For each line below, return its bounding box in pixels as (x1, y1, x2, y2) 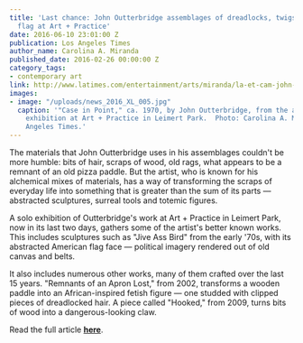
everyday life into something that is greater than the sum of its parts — (9, 186, 271, 196)
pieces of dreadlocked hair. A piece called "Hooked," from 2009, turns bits (9, 297, 287, 308)
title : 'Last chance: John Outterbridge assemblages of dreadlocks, (9, 13, 272, 23)
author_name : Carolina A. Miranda (9, 47, 140, 56)
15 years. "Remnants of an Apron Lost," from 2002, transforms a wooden (9, 278, 280, 289)
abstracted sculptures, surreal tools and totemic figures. (9, 195, 218, 206)
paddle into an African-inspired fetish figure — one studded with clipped (9, 288, 279, 298)
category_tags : (9, 64, 67, 73)
